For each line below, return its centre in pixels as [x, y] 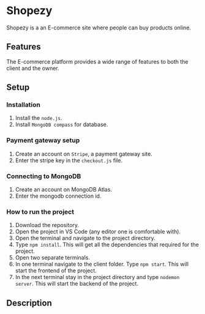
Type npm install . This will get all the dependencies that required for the [107, 245]
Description [29, 303]
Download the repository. [47, 225]
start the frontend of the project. [56, 271]
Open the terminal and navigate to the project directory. [85, 238]
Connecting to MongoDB [44, 176]
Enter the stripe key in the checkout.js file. [69, 160]
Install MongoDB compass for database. [61, 125]
